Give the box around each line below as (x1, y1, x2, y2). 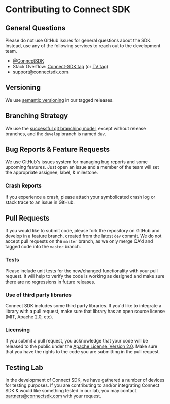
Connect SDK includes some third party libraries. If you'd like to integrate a (5, 303, 162, 309)
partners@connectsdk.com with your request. (5, 393, 101, 399)
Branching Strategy (5, 112, 69, 120)
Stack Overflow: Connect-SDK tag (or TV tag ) (12, 64, 108, 69)
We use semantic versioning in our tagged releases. (5, 97, 114, 103)
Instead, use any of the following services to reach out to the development (5, 43, 161, 49)
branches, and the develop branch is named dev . (5, 131, 106, 137)
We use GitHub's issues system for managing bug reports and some (5, 159, 148, 165)
